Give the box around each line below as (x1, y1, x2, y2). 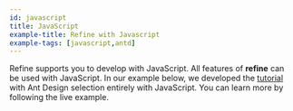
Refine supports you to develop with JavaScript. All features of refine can (9, 63, 285, 74)
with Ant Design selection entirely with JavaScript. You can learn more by (9, 82, 284, 93)
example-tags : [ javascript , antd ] (9, 38, 136, 48)
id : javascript (9, 13, 67, 23)
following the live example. (9, 92, 109, 103)
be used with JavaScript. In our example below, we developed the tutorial (9, 73, 284, 84)
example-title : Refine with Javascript (9, 30, 161, 39)
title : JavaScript (9, 22, 79, 31)
